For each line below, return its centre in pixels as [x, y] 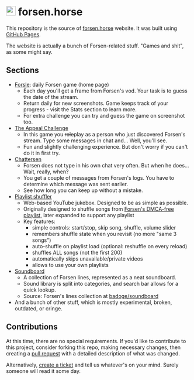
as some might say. [29, 52]
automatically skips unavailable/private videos [87, 259]
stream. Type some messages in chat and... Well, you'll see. [95, 141]
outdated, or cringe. [38, 308]
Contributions [32, 327]
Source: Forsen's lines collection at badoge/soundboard [91, 296]
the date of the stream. [51, 97]
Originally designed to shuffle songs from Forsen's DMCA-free [98, 209]
